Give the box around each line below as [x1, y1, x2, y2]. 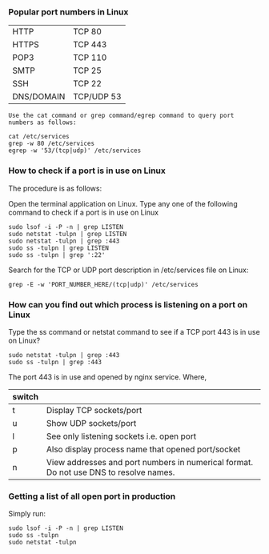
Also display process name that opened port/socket [46, 444, 241, 455]
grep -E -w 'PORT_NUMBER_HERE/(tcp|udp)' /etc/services [8, 280, 199, 288]
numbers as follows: [8, 118, 78, 126]
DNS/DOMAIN [12, 91, 66, 102]
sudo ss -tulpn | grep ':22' [8, 251, 106, 259]
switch [12, 391, 38, 402]
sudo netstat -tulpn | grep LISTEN [8, 230, 127, 238]
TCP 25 [73, 65, 102, 76]
